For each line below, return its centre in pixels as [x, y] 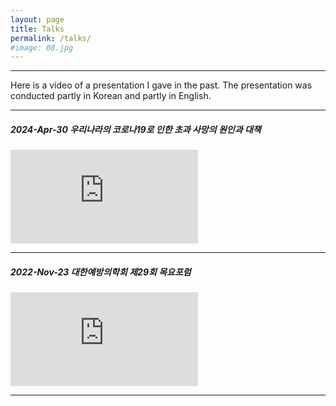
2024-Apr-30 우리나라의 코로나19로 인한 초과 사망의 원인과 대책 [136, 129]
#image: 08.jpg [42, 47]
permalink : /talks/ [51, 38]
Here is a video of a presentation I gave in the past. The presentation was [161, 85]
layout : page [37, 19]
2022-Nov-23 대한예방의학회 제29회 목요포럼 [101, 272]
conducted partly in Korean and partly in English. [111, 96]
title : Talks [37, 29]
